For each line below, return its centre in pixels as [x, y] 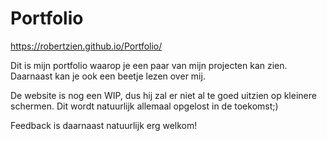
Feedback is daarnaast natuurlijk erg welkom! [104, 125]
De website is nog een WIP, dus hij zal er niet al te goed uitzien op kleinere [163, 95]
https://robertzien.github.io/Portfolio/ [86, 46]
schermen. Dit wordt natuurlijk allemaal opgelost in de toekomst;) [144, 106]
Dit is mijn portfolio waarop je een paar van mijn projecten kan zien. [149, 65]
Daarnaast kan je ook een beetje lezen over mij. [108, 76]
